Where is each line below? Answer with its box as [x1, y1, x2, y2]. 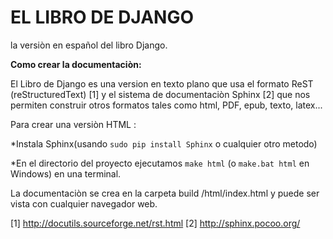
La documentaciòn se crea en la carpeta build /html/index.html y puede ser [10, 187, 320, 199]
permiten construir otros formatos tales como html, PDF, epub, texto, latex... [10, 99, 323, 111]
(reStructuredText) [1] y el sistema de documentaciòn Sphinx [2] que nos [10, 88, 311, 100]
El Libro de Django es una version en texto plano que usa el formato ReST [10, 77, 314, 90]
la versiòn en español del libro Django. [10, 39, 168, 51]
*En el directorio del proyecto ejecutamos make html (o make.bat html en [10, 157, 310, 169]
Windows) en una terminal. [10, 167, 122, 180]
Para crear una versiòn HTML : [10, 118, 137, 130]
